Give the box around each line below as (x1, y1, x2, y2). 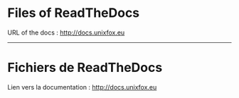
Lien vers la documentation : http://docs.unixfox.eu (7, 82, 157, 91)
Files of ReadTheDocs (7, 5, 140, 21)
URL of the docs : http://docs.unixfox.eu (7, 28, 125, 37)
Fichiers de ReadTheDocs (7, 60, 163, 75)
